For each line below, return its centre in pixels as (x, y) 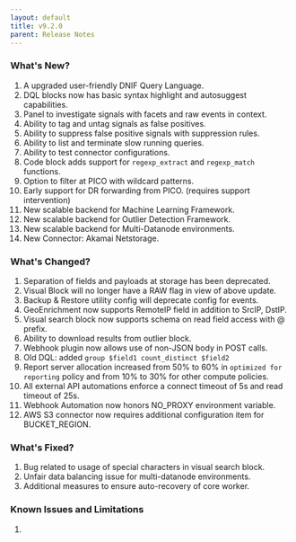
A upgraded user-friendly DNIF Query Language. (113, 85)
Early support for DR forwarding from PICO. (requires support (136, 191)
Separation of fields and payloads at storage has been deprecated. (147, 280)
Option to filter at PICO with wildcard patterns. (109, 181)
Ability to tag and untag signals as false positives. (114, 123)
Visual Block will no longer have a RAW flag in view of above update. (150, 290)
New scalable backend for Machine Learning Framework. (129, 209)
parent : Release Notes (52, 34)
